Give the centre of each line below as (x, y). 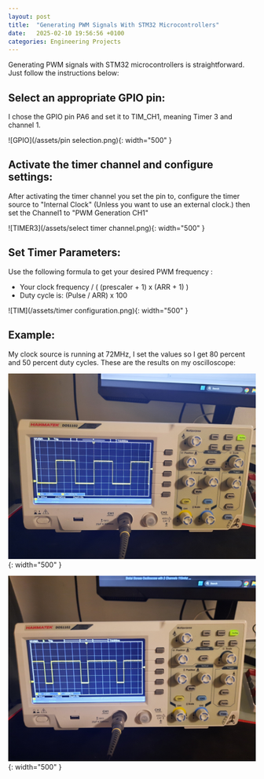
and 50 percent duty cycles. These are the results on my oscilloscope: (122, 362)
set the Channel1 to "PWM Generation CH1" (79, 213)
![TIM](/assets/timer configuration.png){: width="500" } (98, 310)
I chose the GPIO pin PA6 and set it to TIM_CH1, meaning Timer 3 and (121, 117)
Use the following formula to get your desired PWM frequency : (111, 272)
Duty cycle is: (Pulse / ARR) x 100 (73, 295)
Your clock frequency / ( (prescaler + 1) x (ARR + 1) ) (104, 287)
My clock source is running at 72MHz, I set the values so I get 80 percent (127, 354)
